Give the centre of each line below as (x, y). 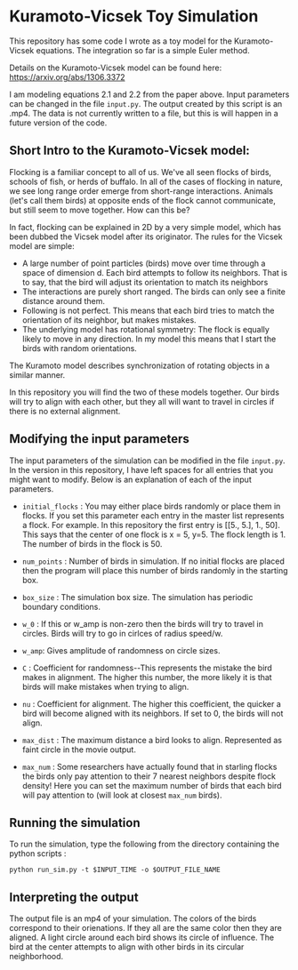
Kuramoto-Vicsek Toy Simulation (134, 16)
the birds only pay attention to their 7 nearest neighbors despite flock (149, 776)
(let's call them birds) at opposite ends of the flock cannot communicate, (142, 200)
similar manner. (37, 374)
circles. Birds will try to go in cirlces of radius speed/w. (122, 633)
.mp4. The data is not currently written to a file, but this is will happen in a (144, 113)
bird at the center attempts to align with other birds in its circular (127, 947)
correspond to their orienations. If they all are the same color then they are (145, 928)
